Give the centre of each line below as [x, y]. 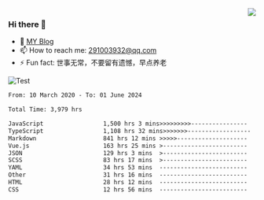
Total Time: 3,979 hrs [45, 109]
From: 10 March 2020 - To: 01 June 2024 [75, 95]
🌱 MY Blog [37, 42]
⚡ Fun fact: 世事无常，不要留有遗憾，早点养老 [93, 63]
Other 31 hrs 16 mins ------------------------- [128, 175]
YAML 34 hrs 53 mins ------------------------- [128, 168]
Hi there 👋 [27, 24]
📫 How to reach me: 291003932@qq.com [88, 50]
